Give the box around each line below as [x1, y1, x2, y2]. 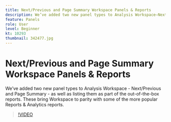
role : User [5, 21, 28, 27]
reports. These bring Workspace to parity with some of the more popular [5, 96, 158, 102]
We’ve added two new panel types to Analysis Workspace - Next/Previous [5, 85, 161, 91]
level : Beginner [5, 26, 40, 32]
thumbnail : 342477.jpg [5, 36, 53, 41]
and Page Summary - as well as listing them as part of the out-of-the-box [5, 90, 159, 97]
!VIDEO [17, 111, 33, 117]
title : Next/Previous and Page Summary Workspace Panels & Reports [5, 7, 152, 13]
